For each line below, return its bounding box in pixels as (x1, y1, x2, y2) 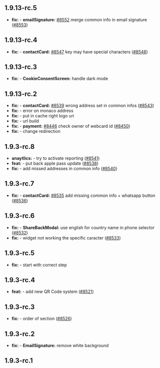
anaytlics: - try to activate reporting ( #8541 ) (11, 155, 100, 161)
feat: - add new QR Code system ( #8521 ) (11, 288, 94, 295)
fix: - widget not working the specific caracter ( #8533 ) (11, 235, 121, 240)
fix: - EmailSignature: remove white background (11, 342, 109, 348)
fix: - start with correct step (11, 262, 67, 268)
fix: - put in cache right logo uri (11, 113, 74, 119)
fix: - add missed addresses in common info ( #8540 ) (11, 166, 117, 172)
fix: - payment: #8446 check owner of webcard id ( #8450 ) (11, 123, 131, 129)
